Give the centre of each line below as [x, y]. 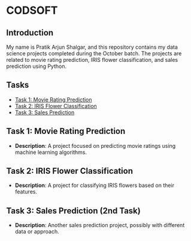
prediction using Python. [37, 66]
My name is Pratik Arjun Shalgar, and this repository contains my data [92, 47]
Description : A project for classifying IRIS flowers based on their [95, 185]
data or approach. [37, 231]
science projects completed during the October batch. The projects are [94, 53]
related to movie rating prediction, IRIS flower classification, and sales [92, 60]
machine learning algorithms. [51, 152]
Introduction [30, 33]
